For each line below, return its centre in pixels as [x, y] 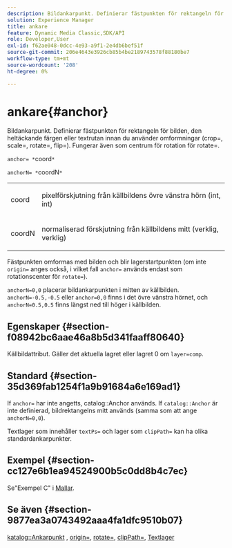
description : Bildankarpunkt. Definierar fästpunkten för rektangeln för [116, 13]
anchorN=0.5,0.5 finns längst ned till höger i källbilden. [84, 304]
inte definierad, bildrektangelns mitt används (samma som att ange [102, 411]
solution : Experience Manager [51, 20]
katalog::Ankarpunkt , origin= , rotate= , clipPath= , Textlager [91, 537]
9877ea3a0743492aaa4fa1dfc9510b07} [95, 521]
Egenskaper [34, 326]
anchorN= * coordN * [35, 172]
